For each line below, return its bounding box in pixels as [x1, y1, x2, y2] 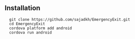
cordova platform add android [9, 26, 72, 31]
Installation [4, 4, 40, 12]
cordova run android [9, 30, 52, 35]
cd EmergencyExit [9, 21, 45, 26]
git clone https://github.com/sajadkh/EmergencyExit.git [9, 17, 130, 22]
